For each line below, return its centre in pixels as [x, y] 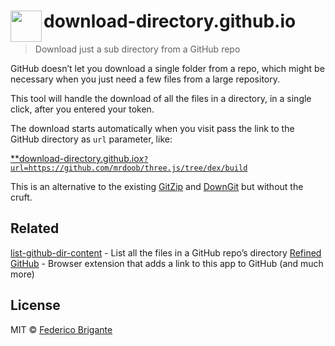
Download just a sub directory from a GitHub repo [137, 49]
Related [35, 228]
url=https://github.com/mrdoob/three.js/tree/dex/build [129, 168]
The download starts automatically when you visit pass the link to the [152, 128]
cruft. [21, 197]
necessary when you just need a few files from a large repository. [145, 79]
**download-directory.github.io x [77, 158]
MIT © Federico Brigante [61, 329]
